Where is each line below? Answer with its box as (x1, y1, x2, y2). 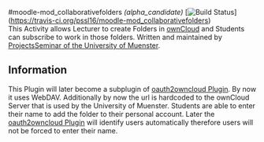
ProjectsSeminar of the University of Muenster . (8, 41, 161, 50)
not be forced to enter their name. (8, 126, 118, 135)
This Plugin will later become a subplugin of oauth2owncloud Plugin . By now (8, 84, 257, 93)
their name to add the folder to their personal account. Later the (8, 109, 215, 118)
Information (8, 64, 68, 77)
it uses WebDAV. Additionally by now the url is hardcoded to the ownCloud (8, 93, 250, 102)
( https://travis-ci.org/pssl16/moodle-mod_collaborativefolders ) (8, 16, 211, 25)
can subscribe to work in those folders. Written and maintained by (8, 32, 222, 42)
